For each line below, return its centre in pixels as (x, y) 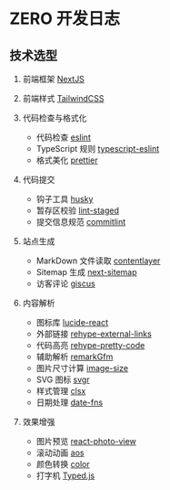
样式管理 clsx (61, 391)
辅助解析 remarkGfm (75, 357)
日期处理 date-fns (69, 402)
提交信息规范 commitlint (81, 222)
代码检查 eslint (63, 137)
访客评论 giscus (65, 283)
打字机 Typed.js (65, 475)
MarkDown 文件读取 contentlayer (98, 261)
